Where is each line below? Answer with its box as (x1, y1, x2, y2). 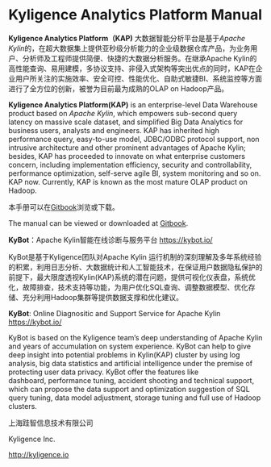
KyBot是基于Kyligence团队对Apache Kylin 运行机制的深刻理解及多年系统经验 (8, 252, 262, 261)
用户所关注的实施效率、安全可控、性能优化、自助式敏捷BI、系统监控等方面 (15, 73, 262, 83)
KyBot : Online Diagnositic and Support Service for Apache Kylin (8, 308, 221, 318)
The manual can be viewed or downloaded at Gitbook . (8, 218, 189, 227)
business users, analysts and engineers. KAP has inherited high (8, 125, 219, 135)
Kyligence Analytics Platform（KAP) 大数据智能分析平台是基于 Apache (8, 33, 246, 43)
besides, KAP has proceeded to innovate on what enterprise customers (8, 151, 246, 161)
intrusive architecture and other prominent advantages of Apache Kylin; (8, 143, 246, 152)
